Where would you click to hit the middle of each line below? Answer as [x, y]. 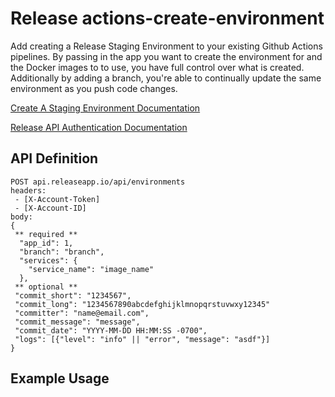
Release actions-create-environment [167, 18]
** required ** [46, 234]
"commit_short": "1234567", [73, 295]
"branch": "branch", [62, 252]
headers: [28, 190]
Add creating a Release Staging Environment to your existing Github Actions [166, 46]
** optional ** [46, 287]
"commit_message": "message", [77, 322]
